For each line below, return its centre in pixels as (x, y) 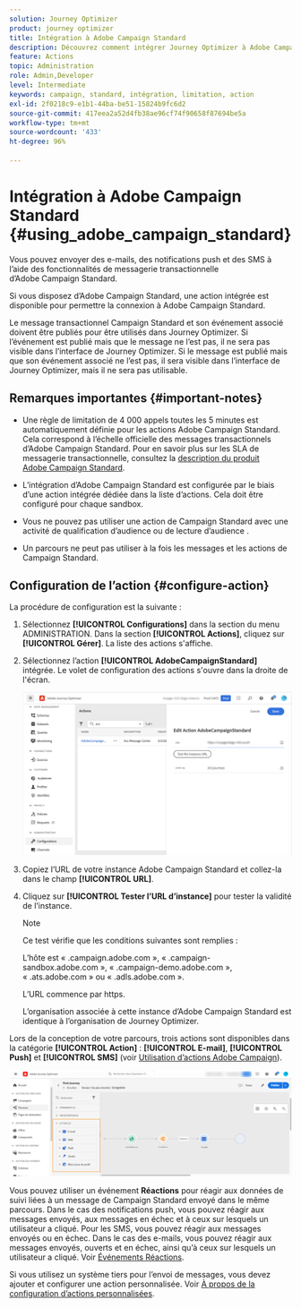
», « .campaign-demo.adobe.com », (166, 967)
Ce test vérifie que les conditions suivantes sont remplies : (130, 940)
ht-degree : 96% (38, 142)
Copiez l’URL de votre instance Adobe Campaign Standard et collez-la (152, 869)
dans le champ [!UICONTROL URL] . (88, 878)
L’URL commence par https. (73, 994)
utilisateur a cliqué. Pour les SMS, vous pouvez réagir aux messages (135, 1228)
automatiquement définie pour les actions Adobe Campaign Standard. (151, 429)
